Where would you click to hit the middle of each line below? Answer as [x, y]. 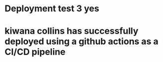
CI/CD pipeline [35, 52]
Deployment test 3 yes [52, 9]
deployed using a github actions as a [81, 42]
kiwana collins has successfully [72, 31]
